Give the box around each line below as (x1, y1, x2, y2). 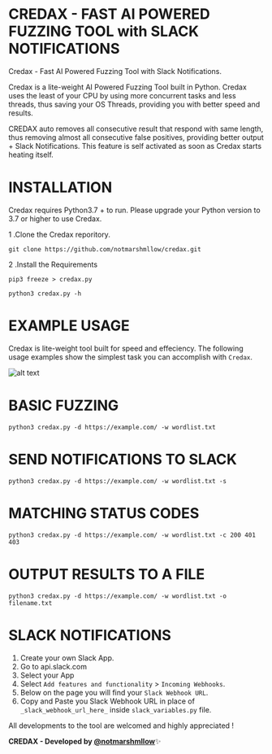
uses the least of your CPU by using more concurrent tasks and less (8, 90, 237, 100)
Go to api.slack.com (19, 661, 88, 671)
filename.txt (8, 599, 53, 607)
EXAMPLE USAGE (8, 316, 130, 335)
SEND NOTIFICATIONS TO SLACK (8, 450, 237, 469)
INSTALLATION (8, 178, 112, 197)
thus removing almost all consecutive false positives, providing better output (8, 132, 264, 142)
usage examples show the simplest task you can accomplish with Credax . (8, 351, 253, 362)
